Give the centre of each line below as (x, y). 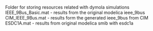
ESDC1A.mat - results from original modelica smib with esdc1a (69, 23)
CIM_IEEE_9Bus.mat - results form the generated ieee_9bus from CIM (77, 18)
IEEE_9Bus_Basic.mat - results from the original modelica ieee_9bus (75, 12)
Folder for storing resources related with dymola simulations (67, 7)
